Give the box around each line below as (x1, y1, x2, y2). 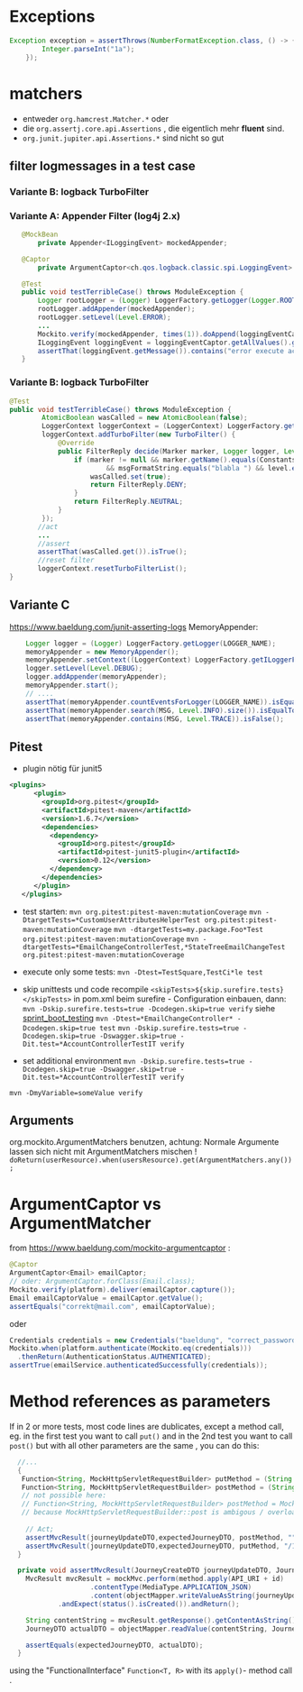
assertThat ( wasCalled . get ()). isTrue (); (37, 547, 188, 556)
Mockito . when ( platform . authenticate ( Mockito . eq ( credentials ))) (9, 1344, 252, 1353)
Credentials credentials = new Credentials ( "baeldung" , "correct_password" (9, 1336, 300, 1345)
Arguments (9, 1112, 75, 1128)
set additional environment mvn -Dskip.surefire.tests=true (22, 1055, 245, 1066)
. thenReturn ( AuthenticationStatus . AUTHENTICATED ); (17, 1352, 212, 1362)
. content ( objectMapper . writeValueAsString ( (89, 1591, 256, 1601)
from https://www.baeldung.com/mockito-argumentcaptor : (9, 1242, 231, 1254)
